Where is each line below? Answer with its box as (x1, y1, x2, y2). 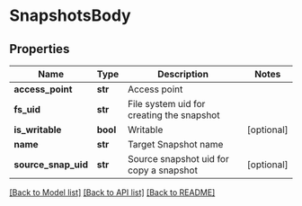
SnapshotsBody (9, 5, 132, 26)
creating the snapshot (127, 109, 220, 121)
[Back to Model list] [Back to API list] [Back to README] (9, 187, 216, 198)
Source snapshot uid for (127, 153, 229, 165)
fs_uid (13, 103, 41, 115)
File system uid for (127, 98, 206, 110)
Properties (9, 41, 70, 57)
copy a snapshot (127, 164, 198, 176)
